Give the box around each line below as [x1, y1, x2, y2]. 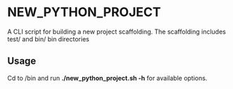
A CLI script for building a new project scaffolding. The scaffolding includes [7, 27, 227, 36]
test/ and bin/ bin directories [7, 34, 89, 43]
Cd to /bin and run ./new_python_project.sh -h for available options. [7, 74, 208, 82]
